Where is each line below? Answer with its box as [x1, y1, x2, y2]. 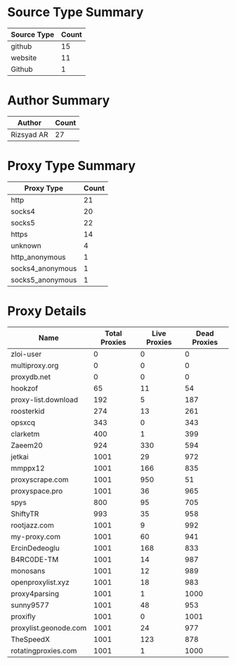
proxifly [11, 612, 37, 621]
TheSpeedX [11, 634, 51, 644]
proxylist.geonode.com [11, 623, 87, 633]
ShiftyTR [11, 508, 39, 518]
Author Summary [7, 93, 110, 109]
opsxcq [11, 417, 36, 427]
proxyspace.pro [11, 486, 63, 496]
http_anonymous [11, 252, 66, 262]
